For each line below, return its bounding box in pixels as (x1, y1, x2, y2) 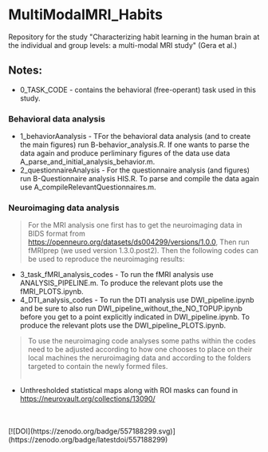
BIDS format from (27, 229, 85, 239)
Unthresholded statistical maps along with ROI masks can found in (19, 386, 238, 395)
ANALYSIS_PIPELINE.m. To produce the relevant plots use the (19, 278, 223, 288)
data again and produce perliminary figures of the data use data (19, 149, 231, 158)
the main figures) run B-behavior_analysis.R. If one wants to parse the (19, 140, 250, 149)
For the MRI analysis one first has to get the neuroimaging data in (27, 220, 242, 230)
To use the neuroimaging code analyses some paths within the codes (27, 336, 257, 346)
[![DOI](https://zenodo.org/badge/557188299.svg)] (8, 426, 175, 436)
